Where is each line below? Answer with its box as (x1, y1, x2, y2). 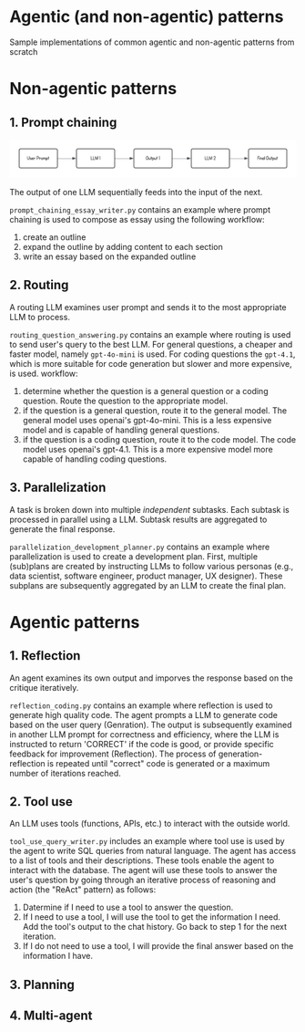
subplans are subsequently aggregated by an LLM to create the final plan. (9, 579, 287, 590)
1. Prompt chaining (9, 114, 117, 130)
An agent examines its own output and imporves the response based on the (9, 672, 293, 683)
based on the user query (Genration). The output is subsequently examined (9, 719, 293, 730)
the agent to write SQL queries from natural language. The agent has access (9, 846, 297, 857)
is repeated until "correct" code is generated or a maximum (46, 757, 270, 768)
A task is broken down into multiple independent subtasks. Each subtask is (9, 504, 290, 515)
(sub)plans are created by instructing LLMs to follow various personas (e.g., (9, 560, 294, 571)
